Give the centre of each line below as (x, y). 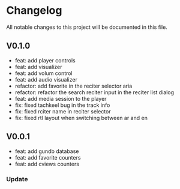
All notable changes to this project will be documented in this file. (87, 27)
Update (17, 179)
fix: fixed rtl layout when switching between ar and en (81, 118)
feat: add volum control (44, 73)
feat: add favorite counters (48, 157)
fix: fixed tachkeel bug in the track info (62, 105)
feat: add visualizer (38, 67)
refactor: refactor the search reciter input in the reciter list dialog (94, 92)
